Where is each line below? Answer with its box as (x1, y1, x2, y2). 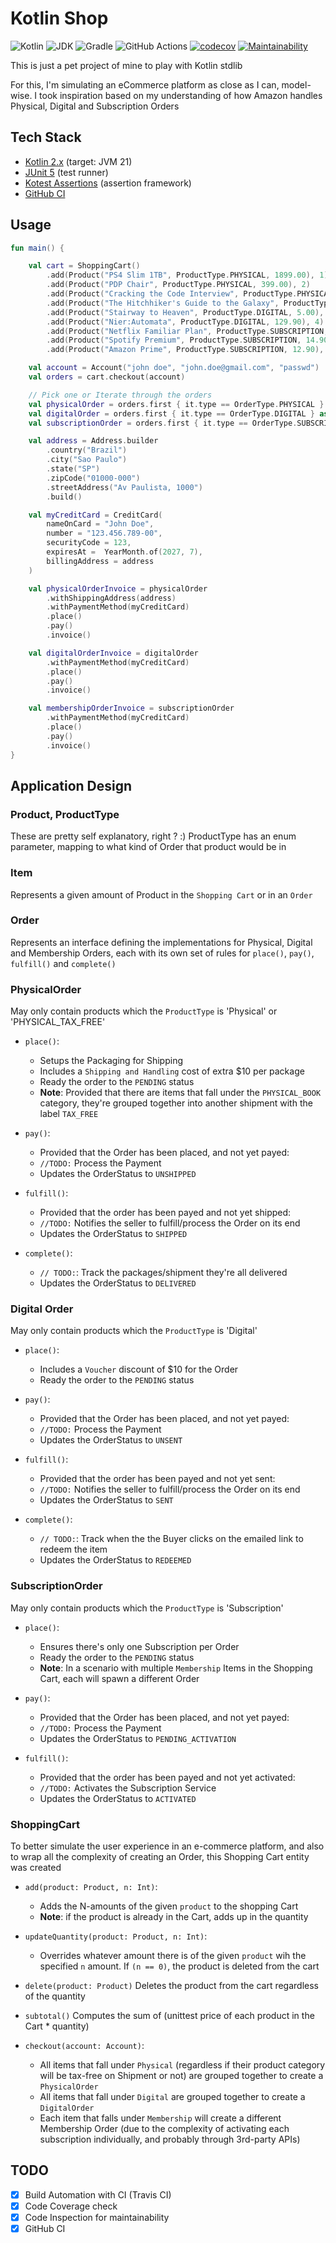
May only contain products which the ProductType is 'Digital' (10, 1325, 258, 1337)
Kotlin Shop (10, 7, 109, 30)
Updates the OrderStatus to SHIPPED (39, 1228, 188, 1240)
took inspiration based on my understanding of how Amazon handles (39, 89, 323, 101)
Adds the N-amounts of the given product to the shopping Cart (39, 1900, 299, 1912)
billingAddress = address (46, 556, 155, 566)
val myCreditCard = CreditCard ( (28, 510, 163, 520)
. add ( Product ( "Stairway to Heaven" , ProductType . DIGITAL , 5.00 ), (46, 307, 325, 317)
